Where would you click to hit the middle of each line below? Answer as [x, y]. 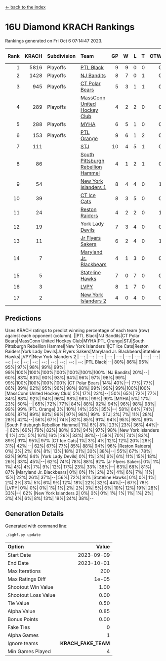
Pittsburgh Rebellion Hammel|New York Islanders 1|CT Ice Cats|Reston [77, 346]
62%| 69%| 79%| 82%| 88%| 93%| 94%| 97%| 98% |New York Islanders [84, 430]
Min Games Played [29, 651]
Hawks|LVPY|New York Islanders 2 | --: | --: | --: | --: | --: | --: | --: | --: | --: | [83, 356]
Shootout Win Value [30, 587]
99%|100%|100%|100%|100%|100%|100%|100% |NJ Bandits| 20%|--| [77, 372]
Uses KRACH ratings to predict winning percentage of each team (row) [77, 330]
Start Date [19, 555]
